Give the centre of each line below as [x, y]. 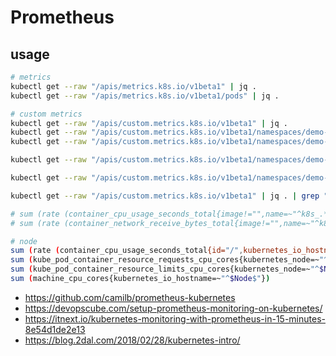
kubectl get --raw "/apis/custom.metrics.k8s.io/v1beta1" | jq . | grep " [169, 196]
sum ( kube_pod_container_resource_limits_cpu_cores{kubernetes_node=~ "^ [165, 269]
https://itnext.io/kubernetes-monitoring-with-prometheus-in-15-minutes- [175, 318]
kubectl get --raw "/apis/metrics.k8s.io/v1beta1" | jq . [133, 86]
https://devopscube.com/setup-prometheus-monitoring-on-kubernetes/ [173, 308]
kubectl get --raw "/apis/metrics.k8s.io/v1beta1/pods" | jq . [145, 96]
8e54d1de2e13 [55, 329]
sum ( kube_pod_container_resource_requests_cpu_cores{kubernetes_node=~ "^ [169, 260]
